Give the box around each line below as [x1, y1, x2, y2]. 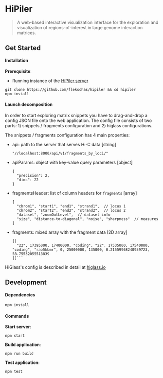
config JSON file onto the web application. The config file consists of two [5, 118, 152, 123]
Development [5, 278, 47, 287]
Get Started [5, 44, 41, 52]
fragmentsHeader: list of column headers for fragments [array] [12, 190, 137, 196]
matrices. [17, 30, 36, 35]
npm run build [5, 351, 34, 356]
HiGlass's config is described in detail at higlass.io [5, 264, 106, 270]
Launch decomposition [5, 102, 53, 107]
